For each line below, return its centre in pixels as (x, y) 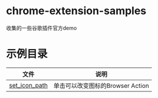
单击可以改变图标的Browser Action (101, 86)
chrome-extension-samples (76, 11)
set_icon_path (29, 85)
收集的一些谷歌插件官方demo (42, 28)
